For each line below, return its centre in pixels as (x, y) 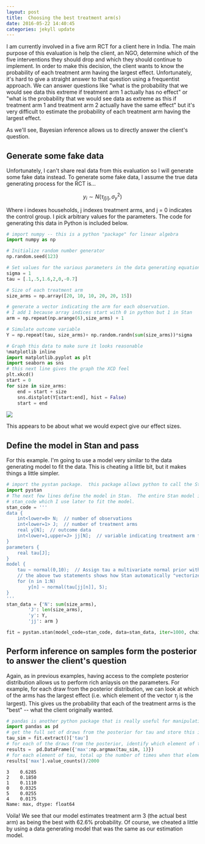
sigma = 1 (19, 273)
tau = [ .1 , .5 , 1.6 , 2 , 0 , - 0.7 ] (42, 279)
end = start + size (42, 392)
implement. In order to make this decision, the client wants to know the (95, 66)
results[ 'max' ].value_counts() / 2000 (53, 761)
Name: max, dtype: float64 (41, 804)
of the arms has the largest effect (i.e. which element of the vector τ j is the (100, 696)
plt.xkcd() (20, 374)
